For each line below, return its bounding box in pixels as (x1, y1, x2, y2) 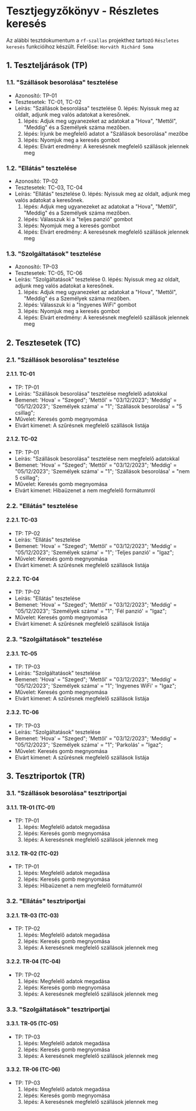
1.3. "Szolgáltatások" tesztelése (6, 249, 101, 258)
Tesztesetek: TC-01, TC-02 (14, 98, 82, 105)
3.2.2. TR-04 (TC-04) (6, 958, 61, 965)
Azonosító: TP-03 (14, 263, 58, 270)
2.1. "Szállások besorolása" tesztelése (6, 356, 120, 364)
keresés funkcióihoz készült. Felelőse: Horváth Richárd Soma (6, 43, 154, 50)
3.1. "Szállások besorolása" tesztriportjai (6, 789, 127, 797)
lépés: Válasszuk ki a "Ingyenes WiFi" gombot (23, 301, 137, 308)
